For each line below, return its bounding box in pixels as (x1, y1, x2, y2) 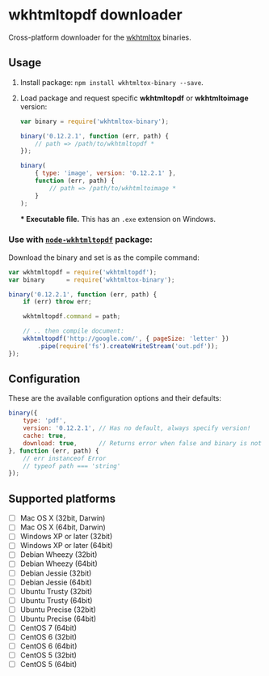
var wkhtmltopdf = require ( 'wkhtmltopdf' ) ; (8, 268, 158, 276)
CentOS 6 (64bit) (19, 641, 78, 651)
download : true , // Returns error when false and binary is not (23, 439, 263, 447)
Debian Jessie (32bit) (19, 568, 92, 578)
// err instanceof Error (23, 454, 107, 462)
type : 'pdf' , (23, 417, 67, 425)
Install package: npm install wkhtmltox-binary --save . (19, 77, 204, 87)
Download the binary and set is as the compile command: (8, 253, 200, 262)
